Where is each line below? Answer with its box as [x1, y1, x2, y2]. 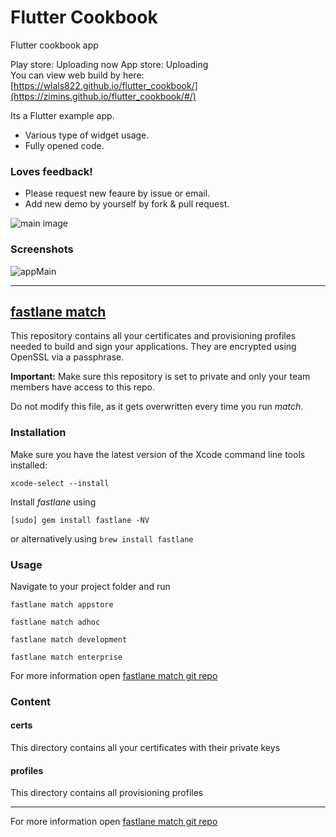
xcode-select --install [10, 478, 110, 488]
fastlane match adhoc [10, 617, 101, 627]
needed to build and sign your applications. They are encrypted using [10, 341, 297, 353]
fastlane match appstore [10, 599, 114, 610]
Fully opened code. [24, 139, 105, 151]
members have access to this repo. [10, 381, 155, 393]
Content [10, 694, 52, 708]
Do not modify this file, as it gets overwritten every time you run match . [10, 401, 304, 413]
